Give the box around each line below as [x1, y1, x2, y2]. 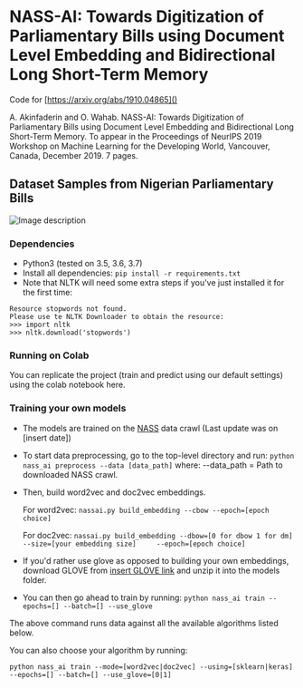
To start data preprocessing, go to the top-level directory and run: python [22, 450, 295, 460]
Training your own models [9, 402, 127, 414]
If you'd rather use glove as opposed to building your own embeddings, [22, 555, 289, 566]
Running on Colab [9, 349, 90, 362]
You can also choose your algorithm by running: [9, 644, 188, 655]
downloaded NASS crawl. [22, 469, 118, 480]
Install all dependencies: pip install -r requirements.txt [22, 267, 241, 278]
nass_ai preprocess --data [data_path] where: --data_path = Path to [22, 460, 283, 470]
